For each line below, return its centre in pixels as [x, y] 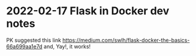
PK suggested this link [34, 40]
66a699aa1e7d [25, 46]
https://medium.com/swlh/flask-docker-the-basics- [126, 40]
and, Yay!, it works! [67, 46]
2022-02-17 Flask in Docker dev [88, 11]
